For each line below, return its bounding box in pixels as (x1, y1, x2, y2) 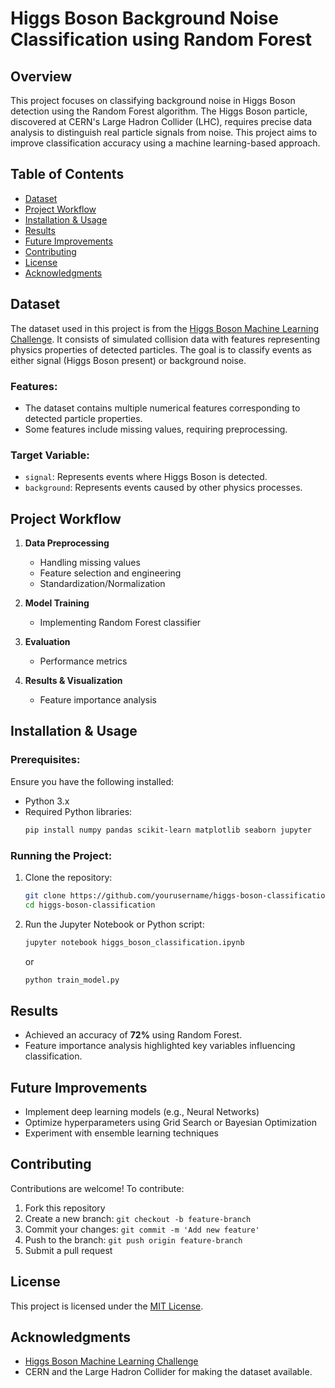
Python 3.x (24, 795, 70, 807)
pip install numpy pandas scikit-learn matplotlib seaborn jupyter (24, 825, 312, 835)
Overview (10, 68, 73, 85)
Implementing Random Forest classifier (39, 617, 202, 629)
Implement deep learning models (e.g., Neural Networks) (24, 1106, 260, 1118)
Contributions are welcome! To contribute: (10, 1182, 185, 1194)
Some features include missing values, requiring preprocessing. (24, 423, 288, 435)
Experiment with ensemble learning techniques (24, 1127, 219, 1139)
